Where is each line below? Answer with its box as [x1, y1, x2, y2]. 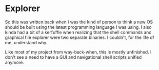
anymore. [5, 59, 24, 65]
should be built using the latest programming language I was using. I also [5, 24, 152, 30]
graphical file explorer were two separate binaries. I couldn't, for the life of [5, 35, 155, 40]
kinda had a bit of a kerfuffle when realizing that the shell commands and [5, 29, 152, 35]
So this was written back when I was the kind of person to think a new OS [5, 19, 153, 25]
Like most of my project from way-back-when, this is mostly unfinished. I [5, 49, 152, 55]
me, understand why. [5, 39, 48, 45]
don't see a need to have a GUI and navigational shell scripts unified [5, 54, 142, 60]
